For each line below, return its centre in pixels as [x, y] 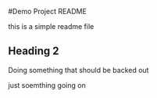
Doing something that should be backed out [78, 70]
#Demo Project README [48, 11]
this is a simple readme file [51, 26]
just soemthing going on [47, 85]
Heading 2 [34, 51]
